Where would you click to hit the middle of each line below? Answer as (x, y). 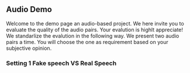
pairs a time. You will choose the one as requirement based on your (87, 42)
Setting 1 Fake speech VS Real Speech (61, 63)
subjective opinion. (29, 48)
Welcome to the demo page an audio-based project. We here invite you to (95, 23)
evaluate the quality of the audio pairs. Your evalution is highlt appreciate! (94, 30)
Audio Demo (29, 10)
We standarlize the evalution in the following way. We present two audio (93, 36)
